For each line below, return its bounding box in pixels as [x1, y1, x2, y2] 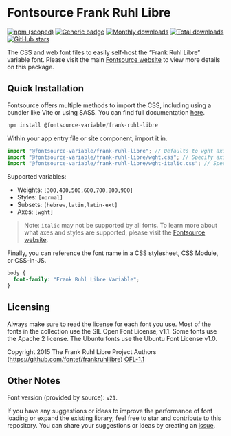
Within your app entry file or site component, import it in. [7, 134, 168, 142]
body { [7, 270, 26, 276]
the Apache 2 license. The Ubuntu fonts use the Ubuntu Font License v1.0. [7, 334, 218, 342]
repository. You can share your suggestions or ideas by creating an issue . [7, 421, 216, 429]
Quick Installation [7, 83, 85, 94]
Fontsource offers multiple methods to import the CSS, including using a [7, 101, 212, 109]
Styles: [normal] [16, 193, 63, 201]
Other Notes [7, 375, 60, 386]
